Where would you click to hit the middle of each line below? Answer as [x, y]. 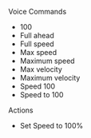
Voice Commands [38, 12]
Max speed [38, 52]
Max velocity [41, 69]
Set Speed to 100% [51, 126]
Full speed [37, 44]
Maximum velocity [50, 78]
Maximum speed [47, 61]
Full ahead [37, 35]
